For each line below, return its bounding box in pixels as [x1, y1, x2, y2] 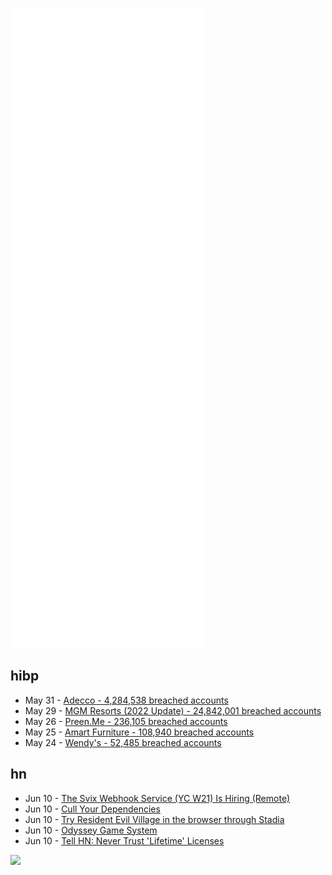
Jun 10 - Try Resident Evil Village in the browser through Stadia [24, 813, 285, 825]
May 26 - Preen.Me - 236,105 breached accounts [24, 715, 228, 727]
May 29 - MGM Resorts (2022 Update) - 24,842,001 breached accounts [24, 704, 322, 717]
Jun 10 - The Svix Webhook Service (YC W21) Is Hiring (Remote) [24, 792, 291, 804]
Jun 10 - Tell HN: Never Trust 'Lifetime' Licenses [24, 834, 225, 847]
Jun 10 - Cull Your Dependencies [24, 803, 161, 815]
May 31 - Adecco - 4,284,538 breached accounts [24, 694, 229, 706]
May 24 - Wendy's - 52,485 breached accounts [24, 736, 222, 748]
